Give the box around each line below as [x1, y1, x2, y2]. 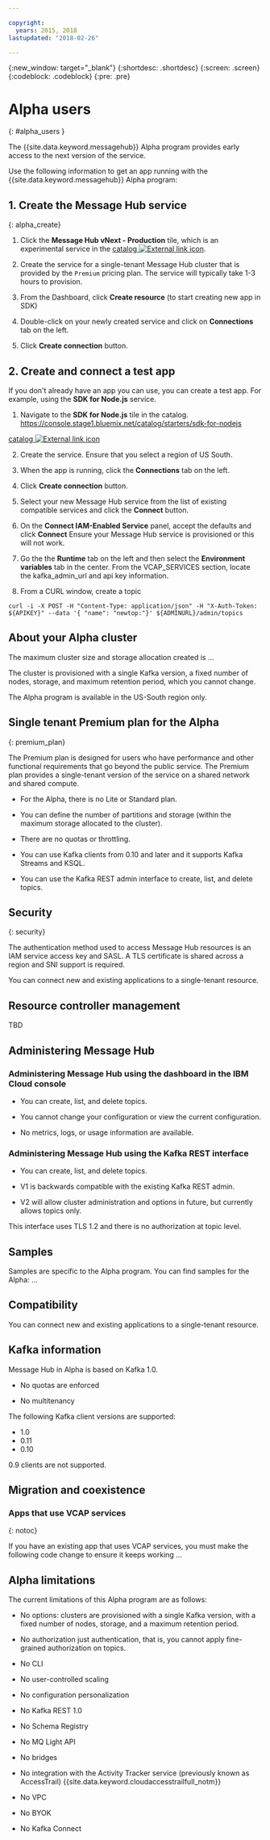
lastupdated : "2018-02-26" [8, 34, 99, 42]
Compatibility [8, 1298, 78, 1312]
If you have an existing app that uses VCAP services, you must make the [8, 1541, 248, 1551]
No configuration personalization [19, 1690, 130, 1700]
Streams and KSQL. [19, 858, 85, 868]
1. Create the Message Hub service [8, 199, 187, 212]
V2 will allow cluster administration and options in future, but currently [19, 1198, 254, 1207]
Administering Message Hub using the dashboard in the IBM [8, 1068, 249, 1079]
